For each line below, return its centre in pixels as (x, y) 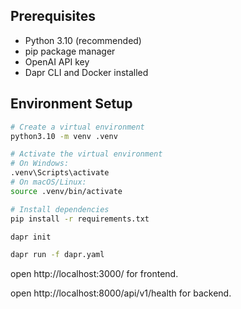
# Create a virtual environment (77, 127)
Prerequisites (53, 16)
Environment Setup (71, 104)
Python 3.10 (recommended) (83, 40)
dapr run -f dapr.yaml (57, 255)
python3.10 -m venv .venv (64, 136)
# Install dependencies (60, 209)
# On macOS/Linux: (48, 182)
